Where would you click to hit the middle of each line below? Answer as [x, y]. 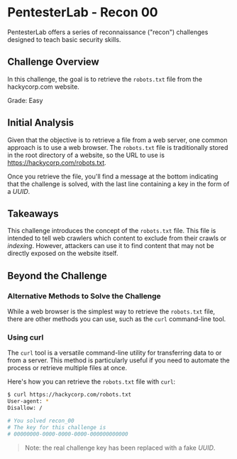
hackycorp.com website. [43, 87]
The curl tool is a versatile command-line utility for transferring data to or [115, 353]
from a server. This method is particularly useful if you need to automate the [118, 360]
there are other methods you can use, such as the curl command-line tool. [117, 319]
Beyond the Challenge [57, 275]
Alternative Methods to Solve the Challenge [84, 296]
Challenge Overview [53, 62]
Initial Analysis [41, 123]
